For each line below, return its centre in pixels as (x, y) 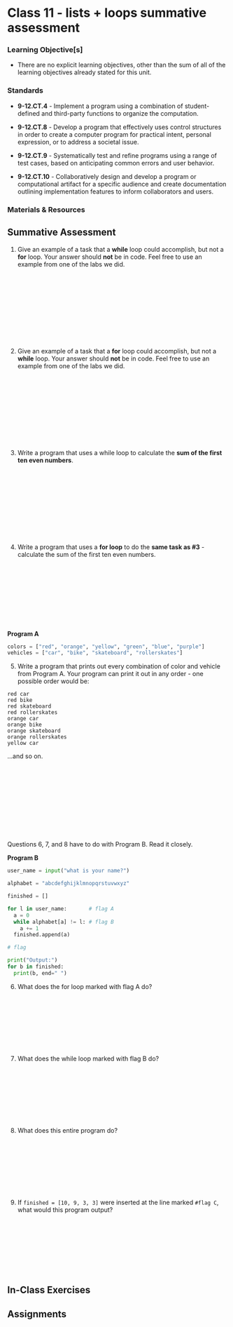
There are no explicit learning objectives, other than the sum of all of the (121, 65)
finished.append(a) (42, 935)
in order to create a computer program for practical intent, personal (114, 134)
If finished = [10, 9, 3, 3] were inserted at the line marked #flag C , (118, 1202)
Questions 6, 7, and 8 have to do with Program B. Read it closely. (100, 844)
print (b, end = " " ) (41, 973)
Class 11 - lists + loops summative (107, 13)
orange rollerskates (37, 737)
